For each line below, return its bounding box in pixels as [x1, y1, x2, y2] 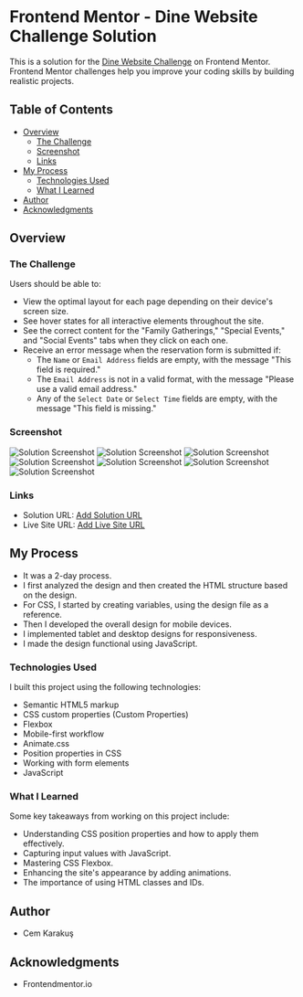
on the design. [22, 589, 78, 600]
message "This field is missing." [36, 403, 157, 414]
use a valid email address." [36, 384, 138, 395]
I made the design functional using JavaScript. [22, 638, 198, 649]
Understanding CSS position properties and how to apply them [22, 829, 259, 840]
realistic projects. [9, 75, 75, 86]
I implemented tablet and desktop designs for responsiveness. [22, 628, 257, 639]
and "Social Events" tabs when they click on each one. [22, 335, 228, 346]
